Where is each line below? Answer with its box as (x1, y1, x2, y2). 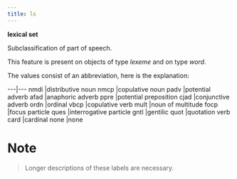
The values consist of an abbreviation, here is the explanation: (7, 71, 190, 80)
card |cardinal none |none (7, 115, 83, 124)
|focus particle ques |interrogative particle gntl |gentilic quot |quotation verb (7, 107, 231, 116)
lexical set (7, 30, 38, 38)
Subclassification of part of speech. (7, 43, 112, 52)
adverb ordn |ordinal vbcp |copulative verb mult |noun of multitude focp (7, 100, 218, 109)
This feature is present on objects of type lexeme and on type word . (7, 58, 206, 66)
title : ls (7, 10, 37, 18)
